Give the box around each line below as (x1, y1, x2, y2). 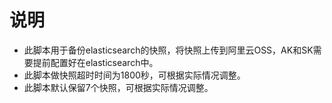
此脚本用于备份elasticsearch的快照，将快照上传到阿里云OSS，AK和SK (23, 44, 314, 56)
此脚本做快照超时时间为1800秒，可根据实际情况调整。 (23, 69, 246, 81)
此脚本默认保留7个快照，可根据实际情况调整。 (23, 81, 214, 93)
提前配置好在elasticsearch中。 (32, 56, 159, 68)
